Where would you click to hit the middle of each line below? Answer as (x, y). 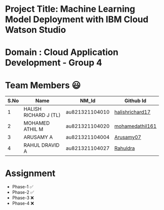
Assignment (30, 173)
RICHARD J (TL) (42, 115)
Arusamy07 (128, 137)
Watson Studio (36, 30)
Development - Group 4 (54, 63)
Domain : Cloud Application (62, 52)
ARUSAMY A (38, 137)
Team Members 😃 (43, 85)
